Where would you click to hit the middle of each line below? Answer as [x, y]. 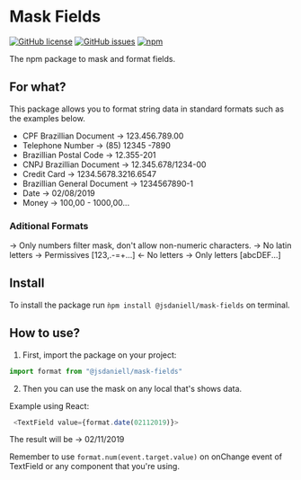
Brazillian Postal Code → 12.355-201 [89, 155]
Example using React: [49, 405]
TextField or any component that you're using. [94, 467]
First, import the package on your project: [99, 355]
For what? [38, 87]
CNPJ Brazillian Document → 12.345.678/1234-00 [114, 164]
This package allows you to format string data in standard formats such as [147, 109]
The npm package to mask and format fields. [93, 58]
